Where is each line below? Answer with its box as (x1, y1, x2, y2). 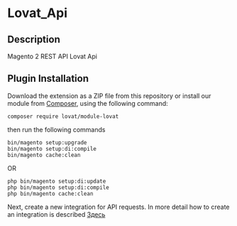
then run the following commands (7, 125, 106, 134)
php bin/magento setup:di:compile (7, 183, 110, 191)
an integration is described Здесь (7, 210, 106, 218)
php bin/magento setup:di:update (7, 178, 106, 185)
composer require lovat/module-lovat (7, 112, 119, 120)
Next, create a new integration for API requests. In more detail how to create (7, 203, 230, 211)
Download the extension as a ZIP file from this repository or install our (7, 91, 211, 100)
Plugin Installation (7, 72, 89, 85)
